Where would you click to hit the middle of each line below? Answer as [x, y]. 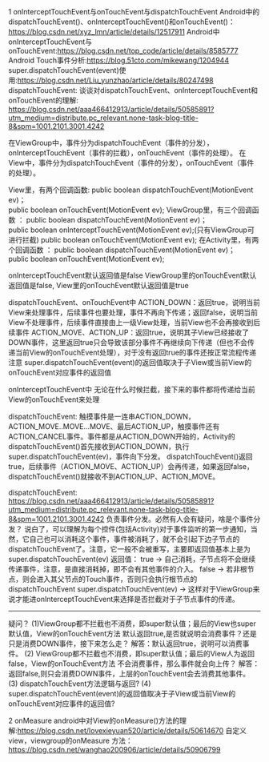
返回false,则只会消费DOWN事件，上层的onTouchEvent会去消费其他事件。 [129, 674]
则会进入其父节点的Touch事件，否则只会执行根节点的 [110, 579]
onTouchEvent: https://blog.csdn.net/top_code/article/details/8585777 [123, 51]
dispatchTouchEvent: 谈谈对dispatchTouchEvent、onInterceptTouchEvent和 [133, 90]
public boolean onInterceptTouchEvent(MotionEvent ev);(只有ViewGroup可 [131, 230]
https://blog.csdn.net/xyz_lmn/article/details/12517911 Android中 [114, 32]
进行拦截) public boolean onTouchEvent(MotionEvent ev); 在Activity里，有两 [134, 240]
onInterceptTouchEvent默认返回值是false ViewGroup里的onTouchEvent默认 [132, 275]
